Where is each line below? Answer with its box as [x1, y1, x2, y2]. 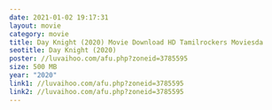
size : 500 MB [9, 63, 58, 72]
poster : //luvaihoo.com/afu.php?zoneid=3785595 [9, 54, 189, 63]
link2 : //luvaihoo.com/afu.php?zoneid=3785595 [9, 87, 184, 96]
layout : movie [9, 21, 62, 30]
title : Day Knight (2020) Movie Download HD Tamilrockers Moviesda [9, 37, 264, 47]
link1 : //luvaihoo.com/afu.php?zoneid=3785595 [9, 79, 184, 88]
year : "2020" [9, 71, 58, 80]
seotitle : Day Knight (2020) [9, 46, 117, 55]
